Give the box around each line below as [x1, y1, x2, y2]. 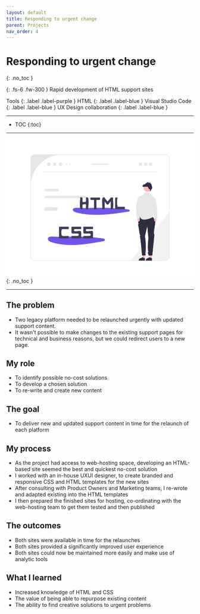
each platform [14, 426, 49, 434]
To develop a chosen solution [14, 381, 87, 388]
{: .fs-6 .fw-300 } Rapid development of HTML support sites [6, 86, 154, 93]
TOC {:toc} [14, 121, 42, 128]
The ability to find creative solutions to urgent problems [14, 601, 151, 608]
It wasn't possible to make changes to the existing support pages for [14, 328, 183, 336]
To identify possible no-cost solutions [14, 374, 108, 381]
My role [6, 359, 35, 369]
